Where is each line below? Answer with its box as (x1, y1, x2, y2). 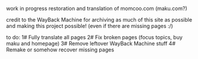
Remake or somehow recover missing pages (6, 46, 114, 53)
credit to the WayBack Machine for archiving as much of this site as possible (6, 16, 193, 23)
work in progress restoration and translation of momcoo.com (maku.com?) (6, 5, 187, 12)
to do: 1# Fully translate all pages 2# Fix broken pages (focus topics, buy (6, 34, 183, 40)
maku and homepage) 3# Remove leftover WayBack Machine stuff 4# (6, 40, 176, 47)
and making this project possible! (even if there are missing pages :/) (6, 23, 173, 29)
